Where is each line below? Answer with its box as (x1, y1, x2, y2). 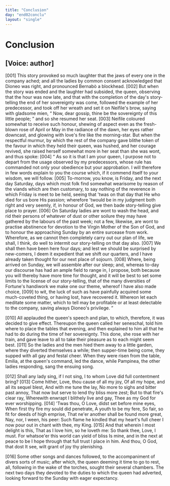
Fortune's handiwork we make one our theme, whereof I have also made (5, 283, 157, 290)
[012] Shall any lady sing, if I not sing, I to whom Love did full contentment (5, 374, 160, 380)
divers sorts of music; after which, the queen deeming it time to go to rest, (5, 459, 160, 465)
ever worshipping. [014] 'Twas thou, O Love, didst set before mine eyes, (5, 401, 156, 407)
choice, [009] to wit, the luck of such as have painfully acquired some (5, 289, 151, 295)
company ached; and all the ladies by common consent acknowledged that (5, 78, 162, 84)
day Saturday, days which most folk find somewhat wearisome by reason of (5, 181, 164, 187)
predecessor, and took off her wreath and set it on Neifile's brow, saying (5, 105, 156, 111)
